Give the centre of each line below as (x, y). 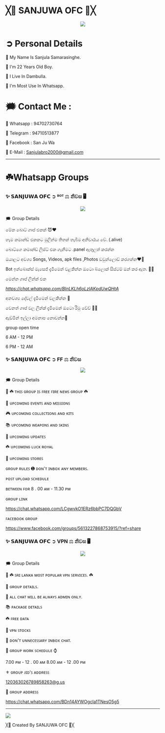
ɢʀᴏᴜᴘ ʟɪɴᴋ (17, 499)
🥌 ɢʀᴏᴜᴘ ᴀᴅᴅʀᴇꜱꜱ (22, 692)
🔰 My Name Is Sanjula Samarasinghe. (43, 57)
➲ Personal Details (44, 44)
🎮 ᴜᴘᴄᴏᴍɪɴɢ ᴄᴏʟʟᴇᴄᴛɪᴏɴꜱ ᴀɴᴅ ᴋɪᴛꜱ (40, 413)
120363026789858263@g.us (35, 682)
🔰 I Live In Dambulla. (26, 76)
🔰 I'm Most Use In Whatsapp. (35, 85)
